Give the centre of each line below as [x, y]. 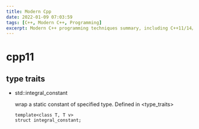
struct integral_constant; [48, 120]
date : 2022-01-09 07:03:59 [39, 17]
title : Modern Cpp [29, 11]
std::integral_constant [41, 93]
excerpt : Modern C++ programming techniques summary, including [87, 28]
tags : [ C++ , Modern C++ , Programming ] [54, 22]
